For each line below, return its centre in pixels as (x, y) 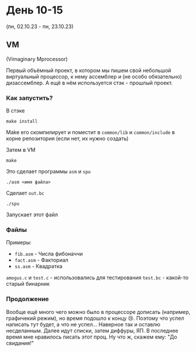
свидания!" (20, 343)
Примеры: (19, 242)
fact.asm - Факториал (41, 260)
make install (22, 122)
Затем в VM (21, 150)
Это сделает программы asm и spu (48, 172)
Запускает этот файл (32, 215)
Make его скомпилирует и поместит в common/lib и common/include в (91, 132)
